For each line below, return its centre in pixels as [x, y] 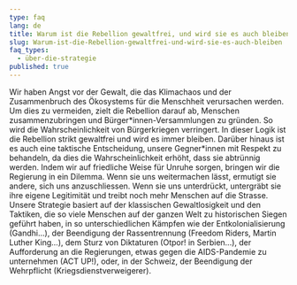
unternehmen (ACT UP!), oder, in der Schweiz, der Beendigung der [131, 261]
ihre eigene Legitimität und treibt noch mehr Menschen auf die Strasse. [139, 195]
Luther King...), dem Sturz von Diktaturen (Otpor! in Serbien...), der [130, 242]
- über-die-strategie [57, 58]
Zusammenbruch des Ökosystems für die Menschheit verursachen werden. [147, 101]
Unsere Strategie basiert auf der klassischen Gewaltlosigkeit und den [135, 204]
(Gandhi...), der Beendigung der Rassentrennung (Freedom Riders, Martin [143, 233]
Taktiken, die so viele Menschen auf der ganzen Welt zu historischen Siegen [148, 214]
